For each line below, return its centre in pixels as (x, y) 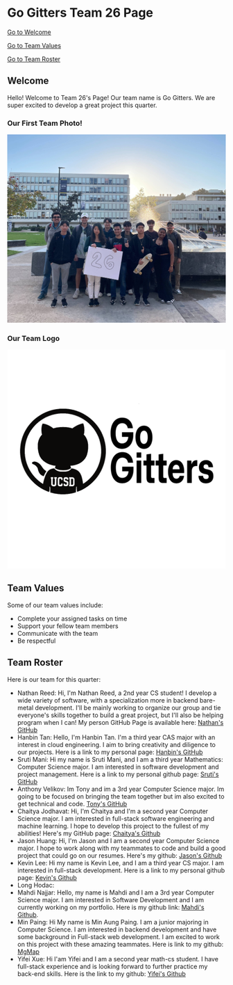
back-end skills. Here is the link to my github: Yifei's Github (101, 974)
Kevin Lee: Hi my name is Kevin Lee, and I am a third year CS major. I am (120, 863)
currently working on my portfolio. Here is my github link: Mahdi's (111, 907)
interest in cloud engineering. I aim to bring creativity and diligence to (116, 744)
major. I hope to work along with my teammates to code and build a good (121, 848)
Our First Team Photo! (45, 123)
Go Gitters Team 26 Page (80, 13)
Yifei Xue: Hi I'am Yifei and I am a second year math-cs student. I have (118, 959)
